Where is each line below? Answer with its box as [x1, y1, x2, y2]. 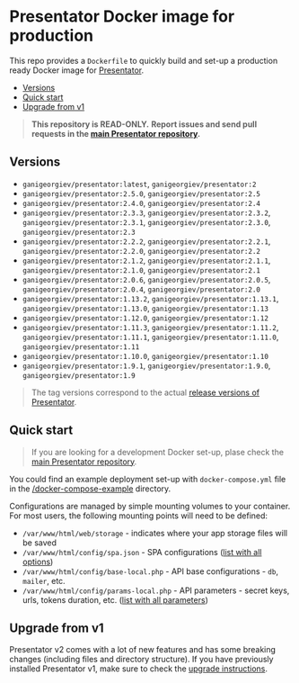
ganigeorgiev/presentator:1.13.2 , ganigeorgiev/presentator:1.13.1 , [22, 292, 279, 303]
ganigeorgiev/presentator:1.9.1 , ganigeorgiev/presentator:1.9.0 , [22, 360, 271, 371]
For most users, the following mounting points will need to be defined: [9, 510, 268, 521]
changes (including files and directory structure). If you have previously [9, 654, 274, 665]
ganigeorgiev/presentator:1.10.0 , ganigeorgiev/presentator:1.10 [22, 350, 269, 361]
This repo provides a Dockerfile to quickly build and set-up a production [9, 55, 278, 66]
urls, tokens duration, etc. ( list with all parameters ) [22, 594, 208, 605]
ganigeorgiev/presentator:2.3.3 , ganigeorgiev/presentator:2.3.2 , [22, 207, 271, 218]
